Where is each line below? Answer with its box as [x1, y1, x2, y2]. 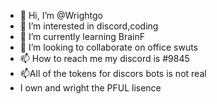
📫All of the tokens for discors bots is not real [19, 68, 207, 79]
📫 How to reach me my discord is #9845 [19, 53, 190, 64]
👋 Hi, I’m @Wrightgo [19, 10, 103, 21]
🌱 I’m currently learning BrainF [19, 31, 146, 42]
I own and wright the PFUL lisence [19, 82, 162, 94]
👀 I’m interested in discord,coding [19, 20, 159, 32]
